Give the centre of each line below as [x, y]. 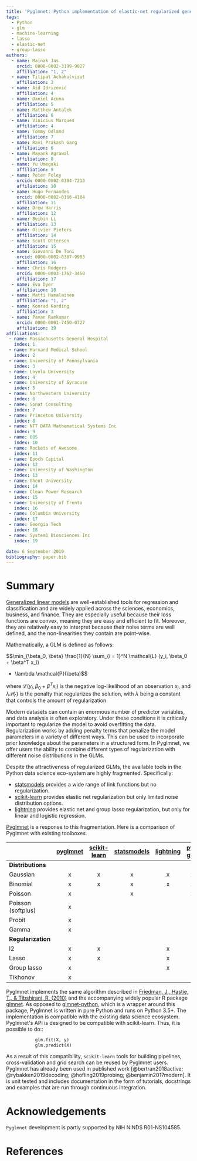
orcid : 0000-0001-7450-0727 [51, 323]
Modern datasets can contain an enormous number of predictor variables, [96, 711]
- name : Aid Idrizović [39, 88]
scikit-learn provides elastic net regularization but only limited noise [96, 797]
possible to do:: [25, 1029]
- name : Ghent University [40, 481]
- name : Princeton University [45, 415]
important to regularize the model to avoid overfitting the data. [81, 724]
